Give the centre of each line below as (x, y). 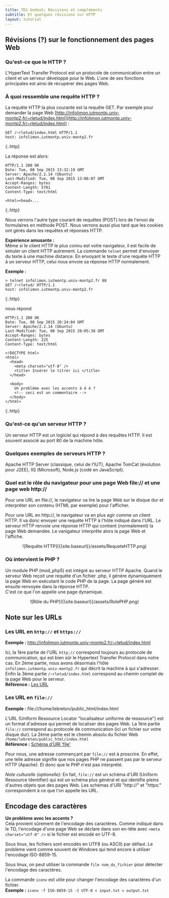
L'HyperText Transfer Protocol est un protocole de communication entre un (83, 73)
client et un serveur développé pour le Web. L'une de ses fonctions (75, 78)
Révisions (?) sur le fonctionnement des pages (80, 40)
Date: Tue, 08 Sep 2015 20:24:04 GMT (45, 322)
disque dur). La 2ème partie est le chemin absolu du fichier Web (72, 734)
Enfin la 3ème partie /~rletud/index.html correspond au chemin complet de (84, 674)
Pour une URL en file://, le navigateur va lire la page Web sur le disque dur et (84, 500)
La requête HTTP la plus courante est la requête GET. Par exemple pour (79, 108)
